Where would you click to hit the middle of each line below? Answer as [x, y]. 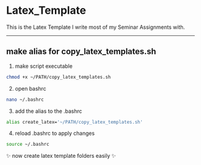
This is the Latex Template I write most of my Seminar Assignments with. [96, 27]
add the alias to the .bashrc [48, 111]
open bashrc [31, 88]
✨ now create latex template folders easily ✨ [61, 156]
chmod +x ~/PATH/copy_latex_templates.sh [59, 77]
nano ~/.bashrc [25, 100]
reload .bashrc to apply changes [55, 133]
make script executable [44, 66]
